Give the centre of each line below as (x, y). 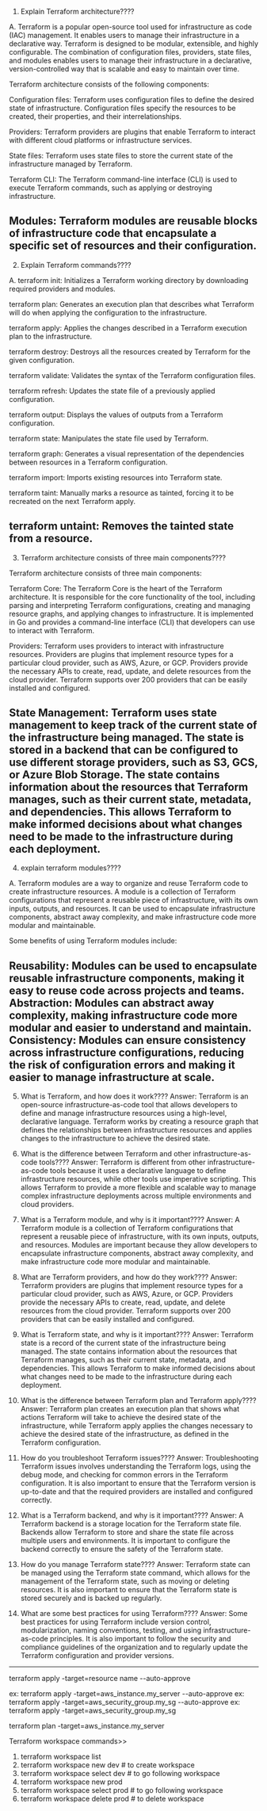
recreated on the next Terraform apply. (72, 501)
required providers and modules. (62, 288)
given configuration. (42, 360)
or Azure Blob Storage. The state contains (114, 775)
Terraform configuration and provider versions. (97, 1656)
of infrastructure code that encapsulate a (113, 233)
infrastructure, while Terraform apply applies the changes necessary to (136, 1426)
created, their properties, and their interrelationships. (95, 117)
